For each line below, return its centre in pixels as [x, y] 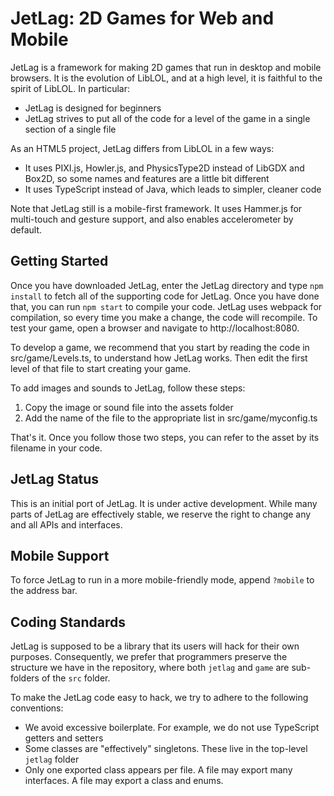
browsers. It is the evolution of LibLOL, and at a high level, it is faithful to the [166, 78]
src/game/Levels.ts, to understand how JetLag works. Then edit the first [159, 358]
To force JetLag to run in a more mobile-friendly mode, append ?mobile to [162, 580]
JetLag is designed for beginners [93, 108]
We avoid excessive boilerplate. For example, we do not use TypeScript [172, 728]
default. [26, 229]
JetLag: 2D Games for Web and [142, 18]
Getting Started [59, 261]
